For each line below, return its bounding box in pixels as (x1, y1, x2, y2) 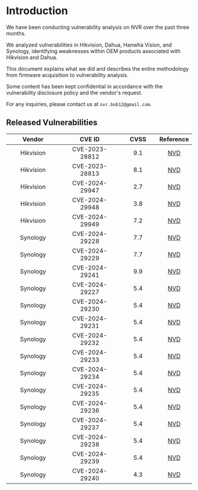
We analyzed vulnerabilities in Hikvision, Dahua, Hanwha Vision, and (6, 41, 172, 48)
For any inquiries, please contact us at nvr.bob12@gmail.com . (6, 100, 152, 107)
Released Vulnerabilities (6, 118, 98, 128)
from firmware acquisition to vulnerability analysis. (6, 71, 128, 78)
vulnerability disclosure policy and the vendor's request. (6, 89, 143, 96)
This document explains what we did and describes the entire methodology (6, 65, 189, 72)
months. (6, 29, 27, 37)
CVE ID (79, 135, 100, 143)
